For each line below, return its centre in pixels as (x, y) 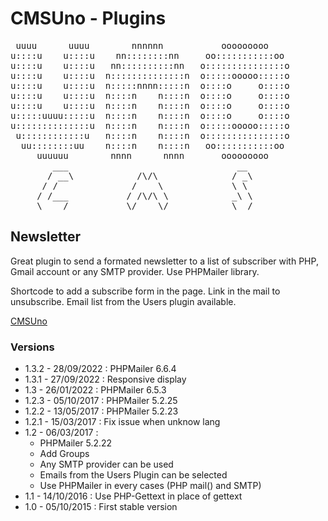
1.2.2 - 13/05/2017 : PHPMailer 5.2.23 (101, 411)
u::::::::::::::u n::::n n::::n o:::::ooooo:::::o (150, 125)
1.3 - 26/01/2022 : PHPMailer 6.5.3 (95, 390)
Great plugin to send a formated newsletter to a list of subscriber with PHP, (164, 261)
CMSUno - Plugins (88, 18)
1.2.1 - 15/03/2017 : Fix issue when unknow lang (122, 422)
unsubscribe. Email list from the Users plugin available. (123, 301)
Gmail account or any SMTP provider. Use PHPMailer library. (135, 271)
